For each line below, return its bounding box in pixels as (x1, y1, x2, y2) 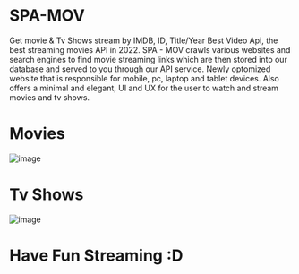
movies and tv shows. (9, 91, 90, 103)
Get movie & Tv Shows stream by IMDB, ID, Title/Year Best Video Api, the (9, 35, 278, 46)
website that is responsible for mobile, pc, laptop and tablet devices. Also (9, 73, 279, 83)
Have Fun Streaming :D (9, 245, 184, 265)
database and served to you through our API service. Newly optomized (9, 64, 271, 74)
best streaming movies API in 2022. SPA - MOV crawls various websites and (9, 44, 291, 55)
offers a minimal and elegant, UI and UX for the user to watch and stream (9, 82, 279, 93)
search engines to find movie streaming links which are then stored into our (9, 54, 288, 64)
